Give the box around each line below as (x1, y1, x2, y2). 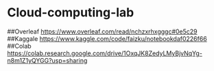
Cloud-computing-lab (7, 5, 134, 20)
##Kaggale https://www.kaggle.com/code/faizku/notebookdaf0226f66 (7, 34, 207, 42)
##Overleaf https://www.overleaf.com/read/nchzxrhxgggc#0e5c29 (7, 27, 198, 35)
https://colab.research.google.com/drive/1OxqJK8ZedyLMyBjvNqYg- (7, 49, 202, 57)
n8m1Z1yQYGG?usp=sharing (7, 56, 88, 64)
